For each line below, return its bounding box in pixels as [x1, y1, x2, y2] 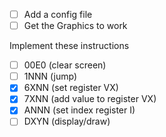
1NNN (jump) [23, 70, 78, 83]
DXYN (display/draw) [23, 115, 111, 128]
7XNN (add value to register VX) [23, 93, 157, 105]
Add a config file [23, 9, 93, 20]
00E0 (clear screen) [23, 59, 107, 71]
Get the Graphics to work [23, 20, 128, 32]
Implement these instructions [9, 40, 130, 52]
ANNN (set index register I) [23, 104, 136, 116]
